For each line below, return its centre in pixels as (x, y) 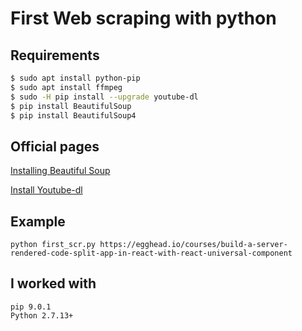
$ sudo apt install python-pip (75, 78)
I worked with (53, 283)
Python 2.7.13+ (42, 315)
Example (38, 221)
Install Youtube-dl (46, 190)
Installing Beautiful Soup (60, 171)
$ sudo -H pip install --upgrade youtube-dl (104, 97)
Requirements (55, 55)
